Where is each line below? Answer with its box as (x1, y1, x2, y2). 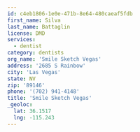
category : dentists (7, 50, 64, 57)
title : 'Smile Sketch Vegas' (7, 95, 92, 102)
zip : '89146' (7, 82, 45, 89)
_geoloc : (7, 101, 33, 108)
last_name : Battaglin (7, 23, 71, 30)
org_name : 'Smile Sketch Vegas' (7, 56, 101, 63)
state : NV (7, 75, 36, 82)
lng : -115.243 (13, 114, 55, 121)
